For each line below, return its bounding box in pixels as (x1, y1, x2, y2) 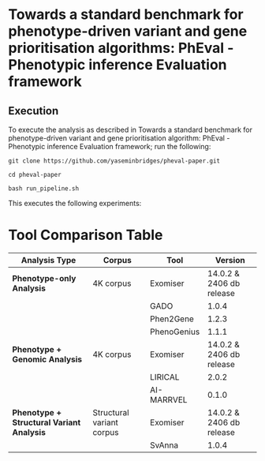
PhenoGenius (149, 326, 200, 337)
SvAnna (149, 440, 179, 451)
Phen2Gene (149, 313, 195, 324)
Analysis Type (21, 254, 77, 265)
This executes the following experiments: (8, 199, 142, 208)
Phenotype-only (12, 272, 77, 283)
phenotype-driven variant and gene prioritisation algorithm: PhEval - (8, 133, 230, 143)
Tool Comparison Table (8, 227, 163, 244)
